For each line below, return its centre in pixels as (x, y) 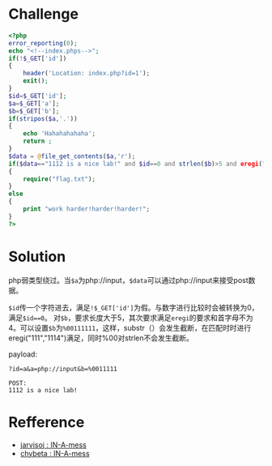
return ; (38, 141)
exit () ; (36, 81)
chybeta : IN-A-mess (55, 453)
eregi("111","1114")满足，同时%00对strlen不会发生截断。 (101, 338)
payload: (23, 354)
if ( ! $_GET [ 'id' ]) (38, 58)
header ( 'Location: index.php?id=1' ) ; (87, 74)
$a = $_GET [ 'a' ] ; (34, 103)
